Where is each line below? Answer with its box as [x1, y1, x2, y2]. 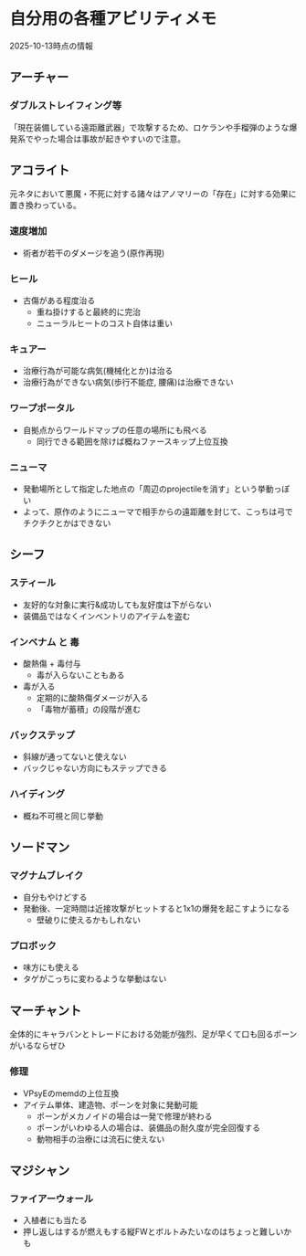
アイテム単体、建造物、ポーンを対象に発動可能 [22, 1099, 198, 1110]
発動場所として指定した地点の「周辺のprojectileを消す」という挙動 [22, 483, 274, 494]
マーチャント [9, 1002, 82, 1019]
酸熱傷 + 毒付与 [22, 658, 81, 669]
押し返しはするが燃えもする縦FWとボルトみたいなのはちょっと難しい [22, 1226, 284, 1238]
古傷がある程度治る [22, 295, 96, 306]
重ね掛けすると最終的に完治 [36, 307, 142, 318]
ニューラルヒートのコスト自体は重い [36, 318, 174, 329]
